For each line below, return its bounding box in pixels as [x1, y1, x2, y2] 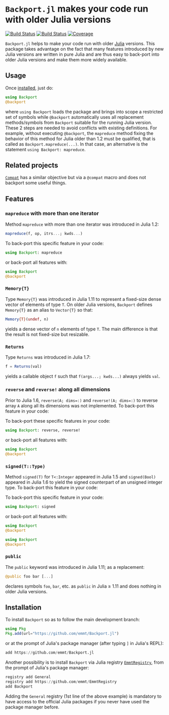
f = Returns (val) [5, 364, 42, 369]
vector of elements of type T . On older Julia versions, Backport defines [5, 301, 153, 308]
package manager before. [5, 704, 60, 710]
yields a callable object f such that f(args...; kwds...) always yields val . [5, 373, 161, 379]
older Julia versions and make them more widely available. [5, 56, 128, 62]
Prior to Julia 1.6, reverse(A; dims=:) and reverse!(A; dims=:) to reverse [5, 397, 158, 403]
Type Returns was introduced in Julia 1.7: [5, 354, 91, 360]
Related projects [5, 161, 58, 169]
